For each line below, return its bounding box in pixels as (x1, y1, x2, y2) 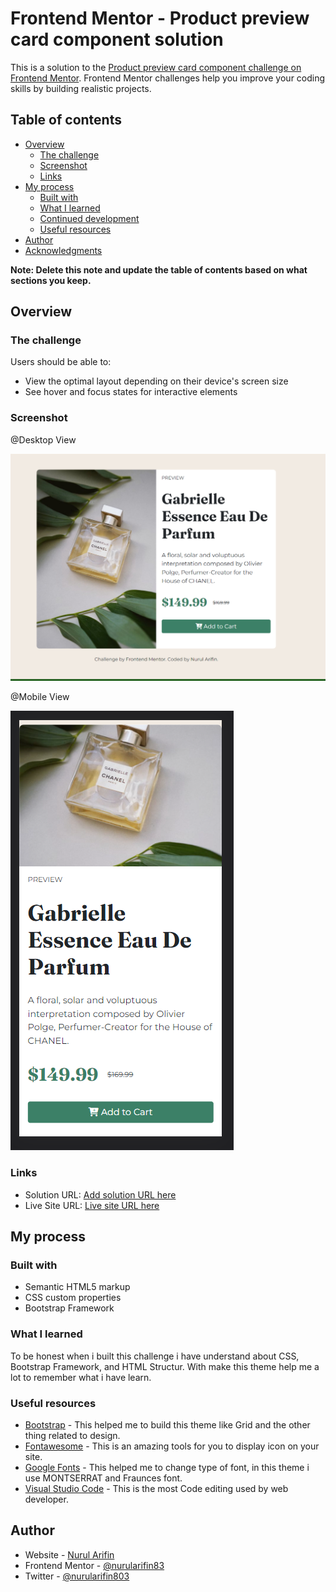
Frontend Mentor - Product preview (10, 7, 310, 30)
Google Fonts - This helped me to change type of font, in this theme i (24, 1462, 310, 1474)
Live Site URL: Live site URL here (24, 1199, 160, 1211)
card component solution (10, 28, 224, 51)
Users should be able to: (10, 356, 112, 368)
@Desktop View (10, 433, 77, 446)
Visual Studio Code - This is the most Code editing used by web (24, 1483, 289, 1495)
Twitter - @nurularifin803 (24, 1570, 130, 1582)
